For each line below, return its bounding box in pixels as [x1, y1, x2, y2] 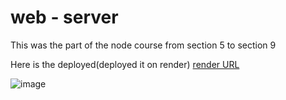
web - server [10, 6, 119, 29]
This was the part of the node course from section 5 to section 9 [10, 39, 277, 51]
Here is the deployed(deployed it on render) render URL [10, 58, 240, 70]
